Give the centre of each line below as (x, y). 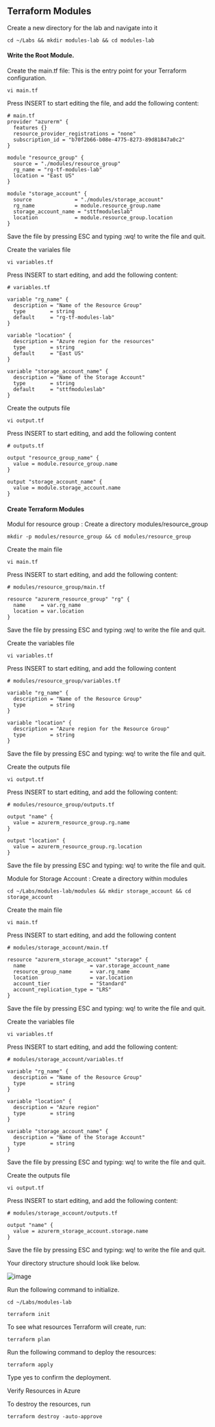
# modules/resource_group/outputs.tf (61, 805)
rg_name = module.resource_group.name (87, 206)
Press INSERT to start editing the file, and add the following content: (103, 103)
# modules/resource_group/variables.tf (64, 681)
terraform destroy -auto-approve (55, 1417)
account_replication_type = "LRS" (62, 990)
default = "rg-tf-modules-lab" (64, 318)
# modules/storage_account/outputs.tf (62, 1213)
